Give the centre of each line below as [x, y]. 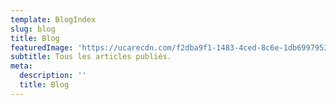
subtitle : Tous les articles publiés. [91, 57]
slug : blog [33, 29]
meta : [21, 66]
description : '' [53, 76]
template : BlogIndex [53, 19]
